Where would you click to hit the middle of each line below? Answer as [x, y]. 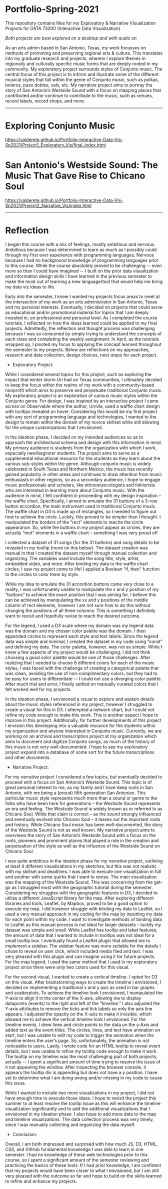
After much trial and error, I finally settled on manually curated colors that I [82, 684]
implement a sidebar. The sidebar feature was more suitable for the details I [83, 945]
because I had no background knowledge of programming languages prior [82, 260]
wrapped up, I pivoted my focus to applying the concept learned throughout [83, 344]
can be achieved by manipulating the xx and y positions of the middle [77, 600]
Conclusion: [25, 1134]
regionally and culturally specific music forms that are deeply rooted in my [82, 63]
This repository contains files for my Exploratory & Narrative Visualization [80, 23]
